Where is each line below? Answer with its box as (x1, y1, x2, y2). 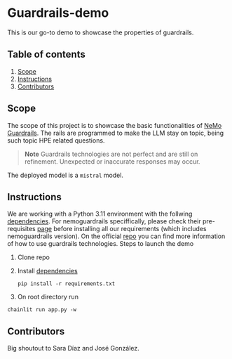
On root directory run (17, 293, 79, 301)
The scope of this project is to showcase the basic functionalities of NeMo (7, 121, 222, 129)
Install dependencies (17, 267, 79, 275)
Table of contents (7, 48, 86, 60)
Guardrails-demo (7, 5, 109, 21)
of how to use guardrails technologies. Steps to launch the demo (7, 240, 194, 248)
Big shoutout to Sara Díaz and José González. (7, 344, 140, 353)
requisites (7, 225, 36, 233)
